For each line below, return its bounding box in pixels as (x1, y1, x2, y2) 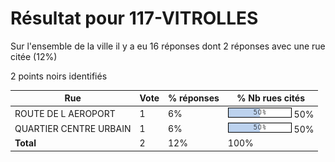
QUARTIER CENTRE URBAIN (14, 122, 132, 134)
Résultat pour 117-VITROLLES (10, 7, 259, 30)
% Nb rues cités (236, 92, 306, 104)
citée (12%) (10, 50, 58, 62)
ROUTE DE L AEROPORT (14, 107, 116, 119)
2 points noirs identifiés (10, 70, 108, 82)
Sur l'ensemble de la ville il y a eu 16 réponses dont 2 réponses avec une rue (10, 40, 326, 52)
